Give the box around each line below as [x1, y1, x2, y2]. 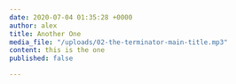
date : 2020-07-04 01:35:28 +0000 [9, 12, 133, 22]
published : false [9, 54, 74, 63]
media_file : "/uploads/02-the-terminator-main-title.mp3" [9, 37, 228, 47]
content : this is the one [9, 46, 105, 55]
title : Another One [9, 29, 82, 38]
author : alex [9, 21, 58, 30]
